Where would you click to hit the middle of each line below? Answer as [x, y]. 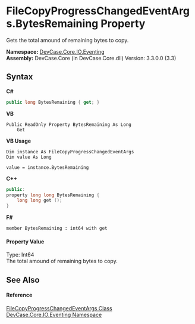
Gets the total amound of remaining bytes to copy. [67, 40]
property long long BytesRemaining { [53, 195]
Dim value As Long [29, 157]
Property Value [25, 241]
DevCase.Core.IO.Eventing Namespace [54, 314]
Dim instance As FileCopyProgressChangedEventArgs [70, 152]
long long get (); [40, 200]
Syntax [20, 77]
